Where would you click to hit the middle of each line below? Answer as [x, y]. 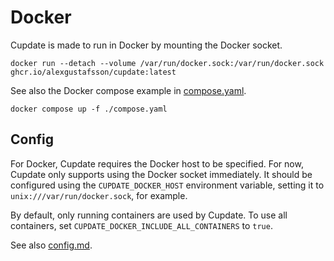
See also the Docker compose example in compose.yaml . [128, 90]
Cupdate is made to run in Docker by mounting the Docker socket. [146, 45]
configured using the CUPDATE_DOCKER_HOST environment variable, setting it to [167, 185]
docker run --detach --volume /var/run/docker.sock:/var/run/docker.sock [167, 63]
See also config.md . [51, 245]
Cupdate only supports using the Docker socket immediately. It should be [161, 174]
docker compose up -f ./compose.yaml [89, 109]
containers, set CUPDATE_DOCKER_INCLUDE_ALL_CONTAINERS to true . [141, 225]
